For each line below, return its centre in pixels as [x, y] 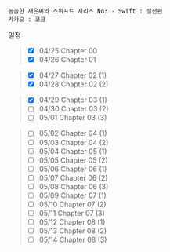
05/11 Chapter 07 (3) [72, 213]
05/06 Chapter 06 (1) [73, 169]
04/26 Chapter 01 [67, 60]
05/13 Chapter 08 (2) [73, 231]
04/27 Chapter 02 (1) [73, 75]
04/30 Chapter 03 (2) [74, 109]
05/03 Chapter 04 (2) [74, 142]
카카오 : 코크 [27, 20]
